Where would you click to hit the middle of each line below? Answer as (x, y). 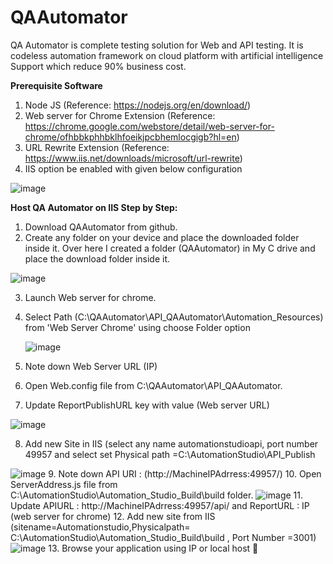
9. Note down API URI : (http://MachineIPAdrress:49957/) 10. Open (185, 473)
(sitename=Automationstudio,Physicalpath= (100, 527)
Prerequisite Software (56, 85)
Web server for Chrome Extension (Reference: (120, 115)
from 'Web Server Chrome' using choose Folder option (137, 327)
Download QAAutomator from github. (101, 227)
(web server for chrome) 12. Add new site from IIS (113, 516)
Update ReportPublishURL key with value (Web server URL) (147, 405)
